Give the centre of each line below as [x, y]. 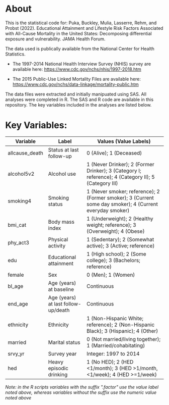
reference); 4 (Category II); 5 [120, 177]
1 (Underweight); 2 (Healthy [120, 219]
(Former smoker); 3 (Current [120, 197]
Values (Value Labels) [124, 141]
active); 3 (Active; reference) [120, 245]
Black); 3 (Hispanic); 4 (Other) [122, 331]
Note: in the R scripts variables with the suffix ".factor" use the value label [82, 387]
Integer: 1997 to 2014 [113, 353]
